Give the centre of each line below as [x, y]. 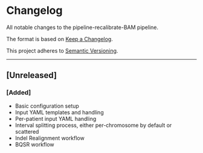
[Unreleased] [32, 75]
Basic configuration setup [47, 106]
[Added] [19, 93]
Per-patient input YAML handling [56, 119]
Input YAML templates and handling [59, 112]
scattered [27, 131]
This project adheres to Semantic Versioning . [62, 50]
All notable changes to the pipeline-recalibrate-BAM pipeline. [82, 27]
